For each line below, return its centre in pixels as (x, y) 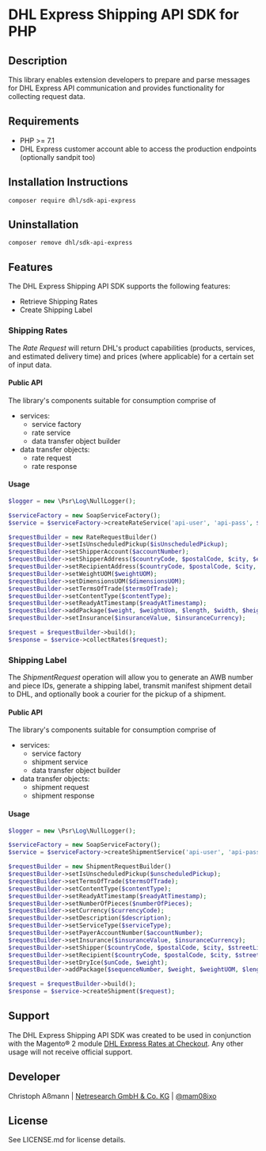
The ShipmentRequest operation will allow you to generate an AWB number (131, 677)
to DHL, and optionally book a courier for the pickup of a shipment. (117, 694)
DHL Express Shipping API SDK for (123, 15)
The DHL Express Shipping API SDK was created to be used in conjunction (130, 1035)
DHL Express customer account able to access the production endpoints (138, 149)
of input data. (30, 364)
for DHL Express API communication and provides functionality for (116, 88)
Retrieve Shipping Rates (59, 302)
